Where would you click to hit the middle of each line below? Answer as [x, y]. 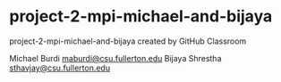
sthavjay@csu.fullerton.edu [60, 68]
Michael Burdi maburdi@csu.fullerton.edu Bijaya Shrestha [115, 58]
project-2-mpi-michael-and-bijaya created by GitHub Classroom [128, 41]
